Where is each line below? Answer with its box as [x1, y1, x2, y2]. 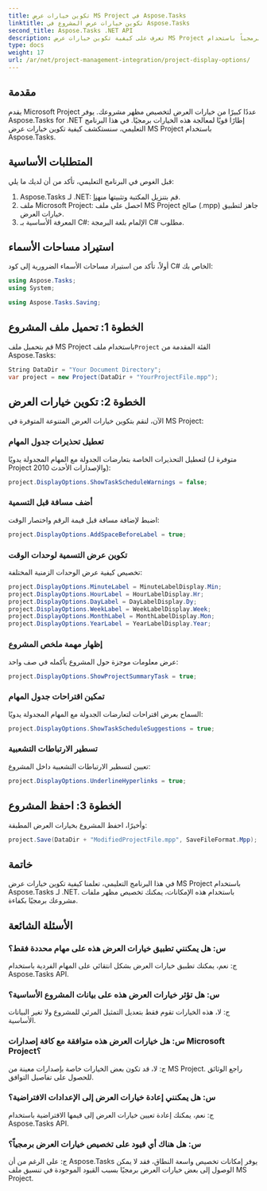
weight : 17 [8, 49, 44, 57]
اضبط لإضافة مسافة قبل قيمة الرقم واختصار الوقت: [8, 515, 161, 524]
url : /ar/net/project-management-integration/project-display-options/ [8, 57, 250, 65]
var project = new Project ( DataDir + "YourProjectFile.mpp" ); [8, 373, 219, 381]
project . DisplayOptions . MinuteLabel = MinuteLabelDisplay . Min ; [8, 582, 222, 590]
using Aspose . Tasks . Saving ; [8, 299, 102, 307]
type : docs [8, 41, 44, 49]
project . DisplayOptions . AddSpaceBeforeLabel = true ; [8, 531, 187, 539]
